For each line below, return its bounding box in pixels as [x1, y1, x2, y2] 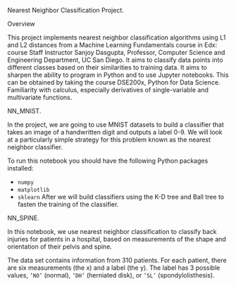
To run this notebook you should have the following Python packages [7, 156, 209, 165]
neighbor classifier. [7, 143, 63, 151]
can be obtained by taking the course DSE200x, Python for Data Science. [7, 78, 221, 87]
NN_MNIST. [7, 107, 42, 115]
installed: [7, 164, 34, 172]
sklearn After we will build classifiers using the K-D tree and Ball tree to [17, 193, 224, 201]
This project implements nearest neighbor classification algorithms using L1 [7, 33, 226, 42]
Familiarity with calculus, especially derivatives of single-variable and [7, 86, 209, 94]
